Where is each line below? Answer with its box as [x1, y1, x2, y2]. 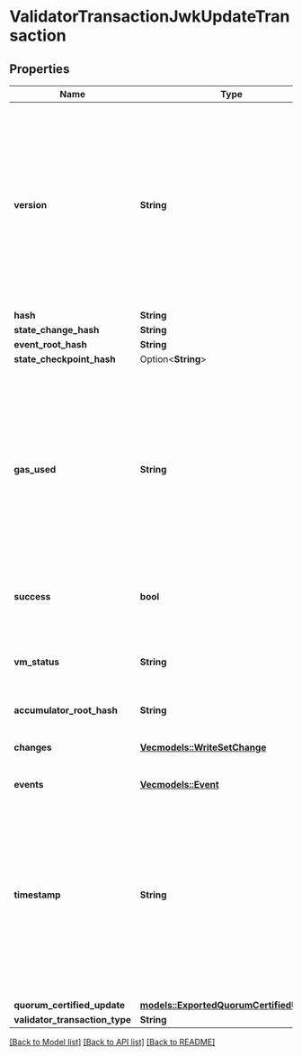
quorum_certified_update [13, 999, 126, 1011]
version [13, 199, 48, 211]
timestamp [13, 889, 61, 901]
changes [13, 741, 52, 754]
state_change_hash [13, 324, 100, 336]
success [13, 591, 51, 602]
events [13, 779, 44, 790]
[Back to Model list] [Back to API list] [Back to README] [9, 1037, 216, 1047]
